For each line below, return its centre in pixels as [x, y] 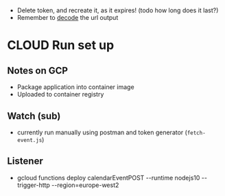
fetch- [196, 133]
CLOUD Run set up [61, 46]
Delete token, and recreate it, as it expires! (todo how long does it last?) [118, 10]
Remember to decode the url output [68, 18]
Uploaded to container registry [60, 95]
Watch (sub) [34, 116]
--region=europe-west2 [85, 185]
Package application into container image [76, 87]
